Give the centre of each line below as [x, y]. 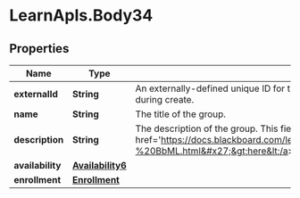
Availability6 [99, 165]
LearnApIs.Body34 [81, 16]
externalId [36, 94]
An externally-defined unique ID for [210, 88]
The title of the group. [180, 114]
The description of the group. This [207, 128]
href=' [148, 140]
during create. [165, 99]
